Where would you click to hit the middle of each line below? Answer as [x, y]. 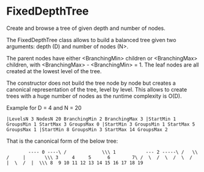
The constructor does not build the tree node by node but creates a [91, 83]
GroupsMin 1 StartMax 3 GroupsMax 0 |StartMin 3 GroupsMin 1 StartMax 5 [101, 124]
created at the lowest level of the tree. [54, 71]
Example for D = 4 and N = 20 [44, 107]
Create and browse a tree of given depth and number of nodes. [86, 28]
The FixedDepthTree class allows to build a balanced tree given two [91, 40]
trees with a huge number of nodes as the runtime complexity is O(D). [94, 96]
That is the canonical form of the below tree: [62, 141]
